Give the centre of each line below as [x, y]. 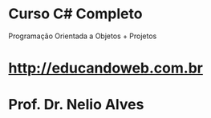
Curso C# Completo [75, 14]
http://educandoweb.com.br [105, 68]
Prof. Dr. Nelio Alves [76, 105]
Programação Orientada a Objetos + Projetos [83, 36]
